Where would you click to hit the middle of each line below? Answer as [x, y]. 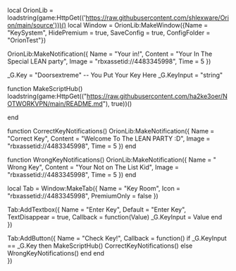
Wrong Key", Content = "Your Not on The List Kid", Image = [93, 167]
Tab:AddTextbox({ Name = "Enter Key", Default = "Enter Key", [97, 210]
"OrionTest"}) [27, 40]
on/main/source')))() [37, 25]
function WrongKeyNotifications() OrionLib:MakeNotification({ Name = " [112, 159]
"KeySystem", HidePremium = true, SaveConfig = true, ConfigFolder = [109, 32]
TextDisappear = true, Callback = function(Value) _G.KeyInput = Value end [115, 217]
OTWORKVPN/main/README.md [55, 104]
